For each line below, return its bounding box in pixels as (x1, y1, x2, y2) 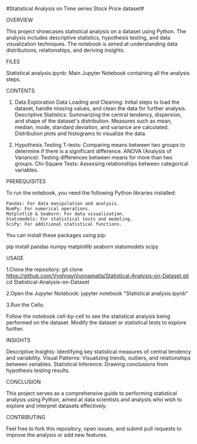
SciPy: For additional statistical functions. (6, 221, 122, 227)
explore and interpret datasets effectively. (6, 402, 108, 409)
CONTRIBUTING (6, 414, 46, 420)
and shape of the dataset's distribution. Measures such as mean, (14, 117, 172, 124)
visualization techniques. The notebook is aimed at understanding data (6, 41, 178, 47)
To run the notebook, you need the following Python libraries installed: (6, 189, 176, 196)
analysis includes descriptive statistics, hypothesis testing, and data (6, 34, 171, 41)
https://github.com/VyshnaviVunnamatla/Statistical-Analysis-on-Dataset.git (6, 272, 189, 279)
